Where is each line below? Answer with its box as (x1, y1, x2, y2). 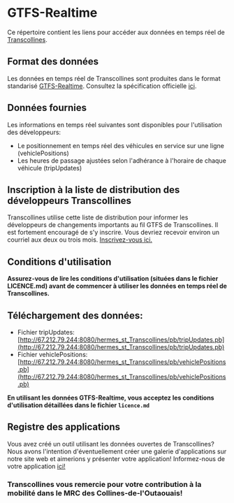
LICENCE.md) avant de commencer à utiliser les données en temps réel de (7, 282, 227, 291)
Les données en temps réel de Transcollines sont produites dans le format (7, 74, 221, 82)
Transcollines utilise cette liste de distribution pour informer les (7, 213, 189, 221)
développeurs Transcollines (7, 194, 131, 207)
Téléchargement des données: (7, 309, 143, 321)
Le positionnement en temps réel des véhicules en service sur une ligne (17, 141, 225, 150)
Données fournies (7, 102, 87, 114)
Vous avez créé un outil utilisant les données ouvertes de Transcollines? (7, 439, 214, 448)
